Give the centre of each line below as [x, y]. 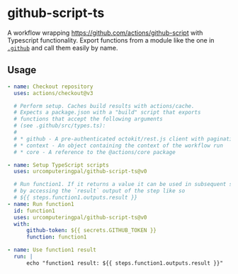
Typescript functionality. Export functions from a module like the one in [111, 40]
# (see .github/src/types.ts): [60, 126]
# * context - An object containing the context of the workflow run [118, 146]
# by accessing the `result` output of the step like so [100, 191]
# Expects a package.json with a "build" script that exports [107, 113]
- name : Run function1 [41, 204]
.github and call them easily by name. [63, 48]
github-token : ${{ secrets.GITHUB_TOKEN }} [91, 231]
